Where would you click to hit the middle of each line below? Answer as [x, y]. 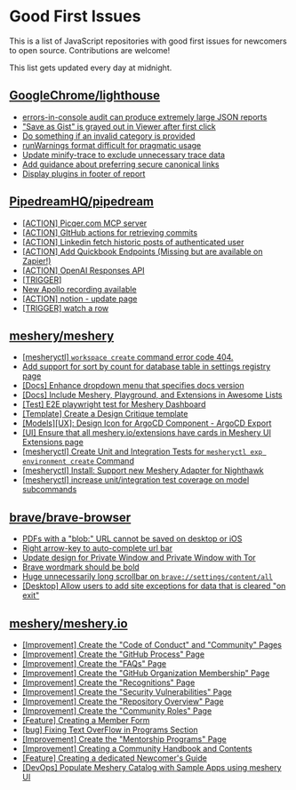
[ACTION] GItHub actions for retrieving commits [110, 232]
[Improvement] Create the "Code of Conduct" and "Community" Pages [152, 645]
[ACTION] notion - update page [80, 299]
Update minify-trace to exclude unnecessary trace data [123, 155]
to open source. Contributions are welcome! [90, 50]
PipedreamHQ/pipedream [81, 202]
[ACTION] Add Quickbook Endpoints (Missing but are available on [143, 251]
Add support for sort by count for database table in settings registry [146, 367]
